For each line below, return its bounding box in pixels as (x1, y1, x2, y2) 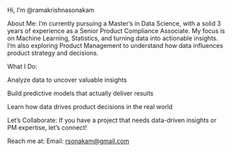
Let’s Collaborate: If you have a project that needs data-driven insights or (7, 116, 217, 124)
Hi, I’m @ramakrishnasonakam (7, 6, 95, 14)
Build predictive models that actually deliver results (7, 90, 154, 97)
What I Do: (7, 62, 38, 70)
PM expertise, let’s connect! (7, 124, 87, 131)
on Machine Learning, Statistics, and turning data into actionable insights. (7, 34, 218, 42)
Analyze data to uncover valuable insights (7, 76, 127, 84)
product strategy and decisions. (7, 49, 99, 57)
